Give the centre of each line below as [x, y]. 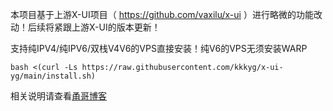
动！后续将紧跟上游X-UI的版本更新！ [85, 27]
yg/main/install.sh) [53, 76]
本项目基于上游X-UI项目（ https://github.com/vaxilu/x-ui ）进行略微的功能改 [166, 14]
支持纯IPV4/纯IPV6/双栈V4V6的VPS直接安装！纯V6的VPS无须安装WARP [159, 48]
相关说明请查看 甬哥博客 [58, 96]
